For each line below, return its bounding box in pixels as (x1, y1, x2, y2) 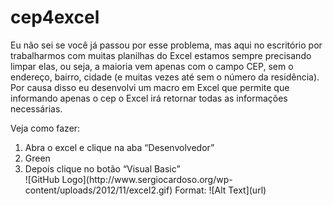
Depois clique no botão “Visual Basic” (24, 162, 181, 175)
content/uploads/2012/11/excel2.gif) (24, 184, 173, 196)
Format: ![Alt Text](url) (174, 184, 267, 196)
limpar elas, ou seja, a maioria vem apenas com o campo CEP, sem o (10, 60, 294, 72)
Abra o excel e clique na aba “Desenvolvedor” (24, 141, 215, 153)
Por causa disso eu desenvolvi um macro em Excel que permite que (10, 81, 290, 93)
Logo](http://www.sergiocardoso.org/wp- (61, 173, 233, 185)
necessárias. (10, 102, 63, 115)
